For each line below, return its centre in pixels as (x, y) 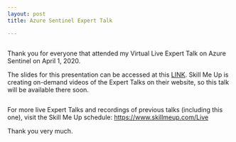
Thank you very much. (40, 131)
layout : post (27, 14)
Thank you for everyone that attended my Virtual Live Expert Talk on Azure (117, 53)
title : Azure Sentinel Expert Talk (60, 21)
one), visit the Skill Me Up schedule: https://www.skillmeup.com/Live (108, 117)
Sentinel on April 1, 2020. (44, 60)
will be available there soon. (48, 89)
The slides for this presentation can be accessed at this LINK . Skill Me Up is (118, 75)
